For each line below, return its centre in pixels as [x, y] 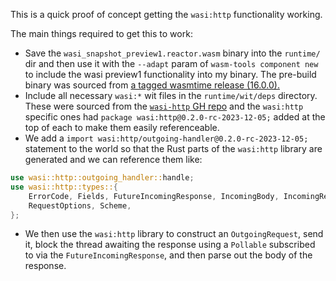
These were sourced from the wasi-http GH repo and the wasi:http [164, 106]
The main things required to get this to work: [101, 33]
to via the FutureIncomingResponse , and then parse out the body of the [168, 255]
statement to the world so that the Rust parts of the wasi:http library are [173, 148]
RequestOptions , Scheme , [80, 205]
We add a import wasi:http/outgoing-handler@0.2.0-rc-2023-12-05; [166, 138]
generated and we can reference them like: [113, 159]
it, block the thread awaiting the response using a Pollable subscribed [170, 245]
